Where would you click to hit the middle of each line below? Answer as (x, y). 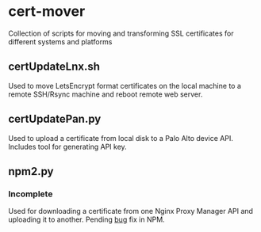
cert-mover (47, 11)
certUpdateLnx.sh (54, 67)
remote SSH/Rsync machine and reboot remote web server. (106, 94)
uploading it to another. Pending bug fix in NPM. (86, 219)
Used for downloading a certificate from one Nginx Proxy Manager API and (131, 211)
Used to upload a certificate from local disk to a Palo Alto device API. (121, 138)
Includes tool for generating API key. (67, 146)
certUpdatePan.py (55, 119)
